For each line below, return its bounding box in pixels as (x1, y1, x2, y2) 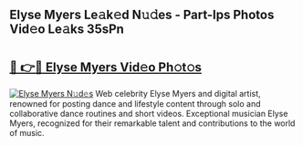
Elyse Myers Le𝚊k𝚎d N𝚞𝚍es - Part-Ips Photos (9, 7, 275, 23)
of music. (9, 128, 45, 138)
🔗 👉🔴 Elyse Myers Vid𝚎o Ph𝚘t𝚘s (9, 59, 203, 75)
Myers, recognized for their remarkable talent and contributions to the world (9, 118, 296, 129)
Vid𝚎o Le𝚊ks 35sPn (9, 22, 125, 37)
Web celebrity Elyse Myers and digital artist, (95, 89, 262, 99)
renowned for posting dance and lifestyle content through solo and (9, 99, 261, 109)
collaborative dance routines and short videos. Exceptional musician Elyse (9, 109, 288, 119)
